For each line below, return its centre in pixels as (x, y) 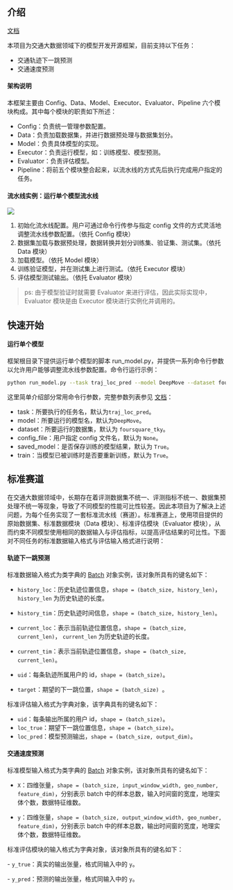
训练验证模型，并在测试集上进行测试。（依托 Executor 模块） (103, 269)
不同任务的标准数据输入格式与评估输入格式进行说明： (89, 540)
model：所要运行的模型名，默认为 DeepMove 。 (81, 420)
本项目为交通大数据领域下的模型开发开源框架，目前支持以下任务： (101, 45)
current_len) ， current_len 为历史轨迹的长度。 (85, 636)
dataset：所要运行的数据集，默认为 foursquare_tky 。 (93, 429)
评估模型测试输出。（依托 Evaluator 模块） (77, 277)
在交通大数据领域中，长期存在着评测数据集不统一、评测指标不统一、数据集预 (116, 497)
